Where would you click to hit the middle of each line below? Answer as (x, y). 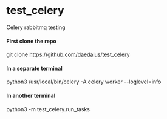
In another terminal (31, 95)
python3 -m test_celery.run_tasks (48, 109)
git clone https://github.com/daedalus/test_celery (68, 54)
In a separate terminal (34, 68)
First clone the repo (31, 41)
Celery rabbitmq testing (36, 27)
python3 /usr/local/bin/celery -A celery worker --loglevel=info (84, 82)
